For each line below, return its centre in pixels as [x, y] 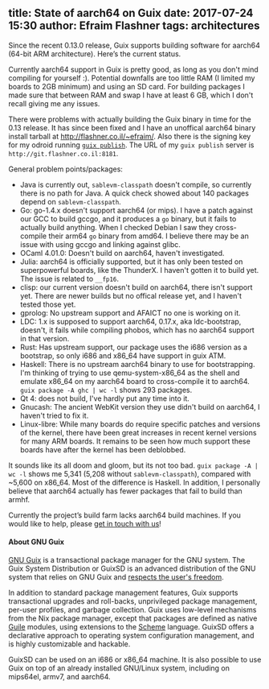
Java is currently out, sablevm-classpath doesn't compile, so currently [136, 184]
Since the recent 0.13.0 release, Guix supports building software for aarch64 [134, 45]
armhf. [19, 499]
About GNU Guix [36, 542]
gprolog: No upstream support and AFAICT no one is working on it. [130, 312]
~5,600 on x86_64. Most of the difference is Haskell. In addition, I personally [134, 482]
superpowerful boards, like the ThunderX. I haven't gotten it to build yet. [139, 270]
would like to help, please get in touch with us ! [85, 523]
